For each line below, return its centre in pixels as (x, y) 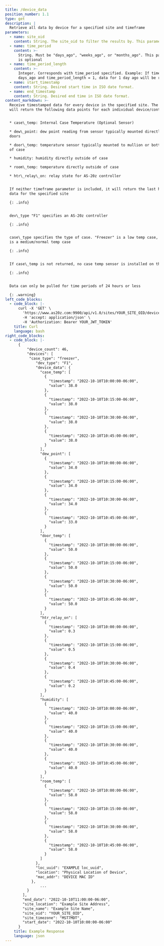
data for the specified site (39, 194)
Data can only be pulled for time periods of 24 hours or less (75, 286)
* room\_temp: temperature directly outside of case (64, 167)
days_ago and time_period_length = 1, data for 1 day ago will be (87, 78)
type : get (15, 19)
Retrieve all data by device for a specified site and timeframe (77, 28)
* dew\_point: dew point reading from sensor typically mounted (76, 132)
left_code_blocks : (24, 299)
